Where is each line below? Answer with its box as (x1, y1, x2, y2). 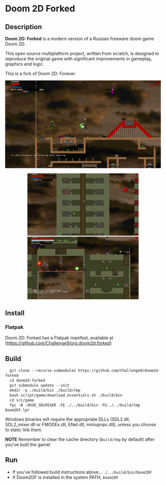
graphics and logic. (5, 61, 44, 67)
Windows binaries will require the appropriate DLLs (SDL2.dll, (5, 416, 130, 422)
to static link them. (5, 427, 43, 433)
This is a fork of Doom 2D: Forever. (5, 71, 77, 77)
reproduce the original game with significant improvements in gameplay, (5, 56, 152, 62)
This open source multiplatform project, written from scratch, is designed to (5, 50, 159, 56)
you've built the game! (5, 442, 51, 447)
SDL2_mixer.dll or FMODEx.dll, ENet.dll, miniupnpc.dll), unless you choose (5, 422, 157, 427)
